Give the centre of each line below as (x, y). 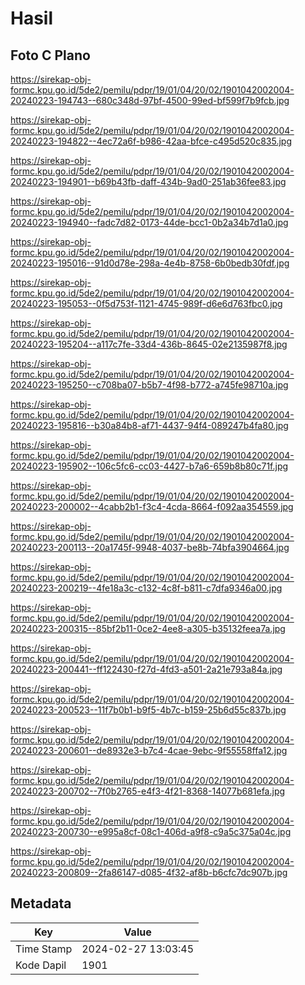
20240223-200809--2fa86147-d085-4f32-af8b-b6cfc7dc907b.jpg (149, 872)
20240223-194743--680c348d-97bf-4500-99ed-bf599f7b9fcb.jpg (150, 100)
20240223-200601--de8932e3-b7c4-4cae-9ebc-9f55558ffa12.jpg (149, 750)
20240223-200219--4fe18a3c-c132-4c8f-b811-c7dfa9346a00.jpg (146, 588)
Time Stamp (44, 949)
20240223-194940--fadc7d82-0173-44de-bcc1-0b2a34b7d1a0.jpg (149, 222)
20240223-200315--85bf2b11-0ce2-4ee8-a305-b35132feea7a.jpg (148, 628)
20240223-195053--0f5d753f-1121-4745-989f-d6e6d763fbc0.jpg (146, 303)
